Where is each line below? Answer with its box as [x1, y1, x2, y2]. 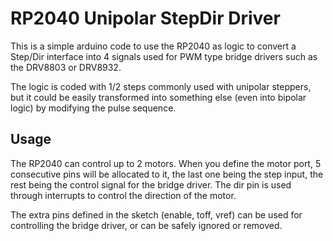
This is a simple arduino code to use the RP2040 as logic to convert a [10, 40, 297, 52]
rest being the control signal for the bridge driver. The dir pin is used [10, 178, 292, 191]
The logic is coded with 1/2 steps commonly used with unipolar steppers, [10, 80, 312, 92]
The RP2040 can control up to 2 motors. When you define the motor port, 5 [10, 157, 322, 169]
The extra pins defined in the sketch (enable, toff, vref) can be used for [10, 208, 303, 221]
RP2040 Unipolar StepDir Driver [10, 7, 281, 30]
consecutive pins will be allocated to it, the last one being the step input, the [10, 168, 324, 180]
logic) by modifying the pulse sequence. [10, 102, 177, 114]
